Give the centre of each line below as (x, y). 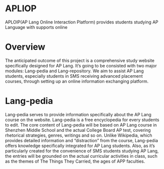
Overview (25, 47)
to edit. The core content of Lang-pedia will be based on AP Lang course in (81, 125)
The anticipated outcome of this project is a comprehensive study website (80, 60)
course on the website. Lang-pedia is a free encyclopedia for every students (82, 120)
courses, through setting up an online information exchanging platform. (77, 81)
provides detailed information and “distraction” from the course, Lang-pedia (82, 140)
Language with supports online (36, 27)
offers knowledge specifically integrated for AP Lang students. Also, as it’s (80, 146)
